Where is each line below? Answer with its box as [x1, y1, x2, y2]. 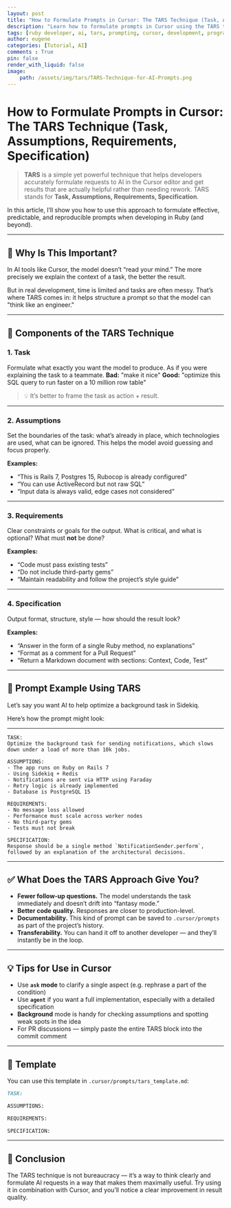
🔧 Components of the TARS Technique [7, 327, 175, 339]
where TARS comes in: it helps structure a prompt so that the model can [7, 294, 211, 302]
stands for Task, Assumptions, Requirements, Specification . [23, 192, 199, 201]
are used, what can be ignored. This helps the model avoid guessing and [7, 439, 213, 447]
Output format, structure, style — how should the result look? [7, 614, 181, 623]
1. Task [7, 348, 31, 357]
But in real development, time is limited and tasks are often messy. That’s [7, 286, 214, 294]
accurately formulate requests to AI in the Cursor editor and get [23, 178, 204, 186]
